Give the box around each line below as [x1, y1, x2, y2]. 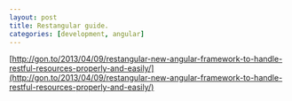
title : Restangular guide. [9, 21, 109, 30]
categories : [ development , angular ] [9, 29, 145, 38]
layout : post [9, 12, 58, 22]
